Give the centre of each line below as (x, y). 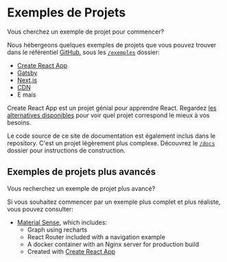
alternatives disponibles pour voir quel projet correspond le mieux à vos (109, 115)
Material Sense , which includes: (62, 222)
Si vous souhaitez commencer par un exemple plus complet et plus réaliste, (114, 202)
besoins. (19, 122)
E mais (26, 95)
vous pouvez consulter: (40, 209)
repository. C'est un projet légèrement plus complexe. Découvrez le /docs (111, 143)
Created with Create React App (71, 251)
